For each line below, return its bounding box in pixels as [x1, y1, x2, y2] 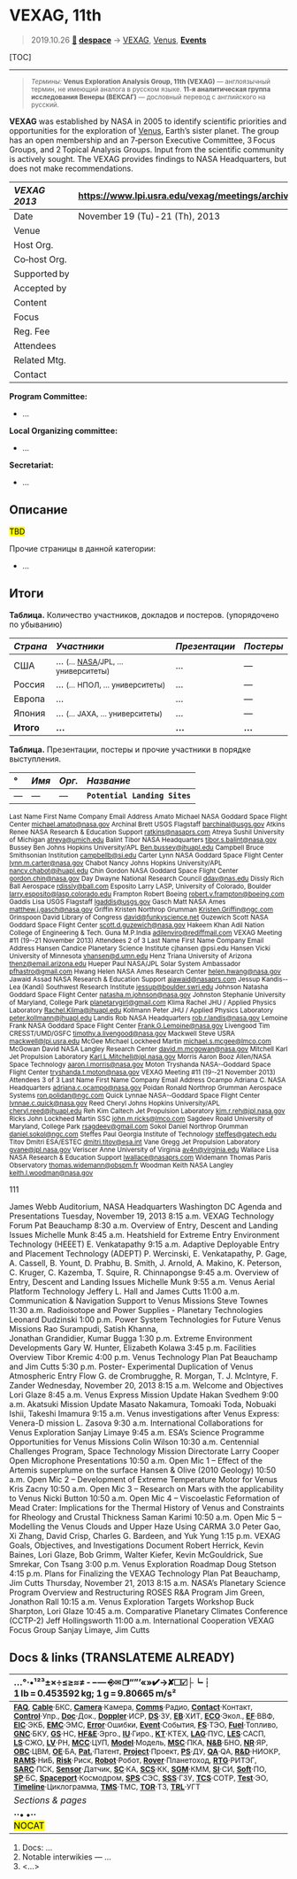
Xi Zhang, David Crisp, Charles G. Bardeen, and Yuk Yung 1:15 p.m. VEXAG [9, 1530, 281, 1541]
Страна [13, 639, 48, 652]
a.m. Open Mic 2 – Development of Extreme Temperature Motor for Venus [9, 1473, 278, 1484]
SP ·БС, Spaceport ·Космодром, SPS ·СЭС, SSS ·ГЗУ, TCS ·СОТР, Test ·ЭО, [13, 1773, 269, 1783]
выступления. [9, 754, 62, 764]
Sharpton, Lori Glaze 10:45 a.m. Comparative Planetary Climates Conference [9, 1605, 288, 1616]
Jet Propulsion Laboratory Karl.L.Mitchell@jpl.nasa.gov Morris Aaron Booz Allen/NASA [9, 1052, 272, 1061]
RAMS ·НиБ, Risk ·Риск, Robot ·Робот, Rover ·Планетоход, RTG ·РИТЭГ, [13, 1755, 257, 1766]
